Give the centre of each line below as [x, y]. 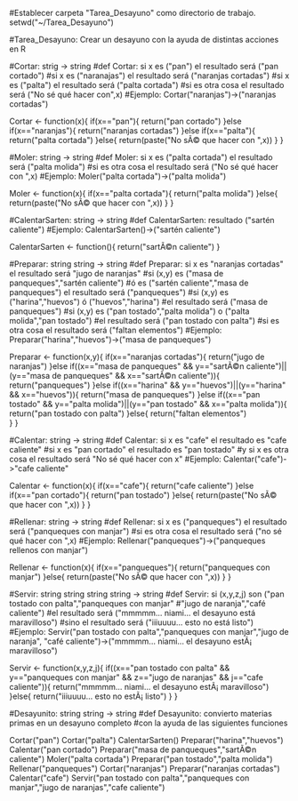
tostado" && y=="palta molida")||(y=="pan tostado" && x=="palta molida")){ [148, 404]
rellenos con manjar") [49, 550]
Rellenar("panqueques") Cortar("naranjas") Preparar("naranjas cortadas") [145, 769]
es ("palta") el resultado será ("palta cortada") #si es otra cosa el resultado [147, 85]
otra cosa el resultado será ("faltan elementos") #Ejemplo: [116, 330]
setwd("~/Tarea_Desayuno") [61, 22]
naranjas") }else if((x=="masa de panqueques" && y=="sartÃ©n [127, 366]
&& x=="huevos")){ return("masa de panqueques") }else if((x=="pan [135, 394]
